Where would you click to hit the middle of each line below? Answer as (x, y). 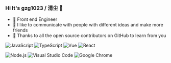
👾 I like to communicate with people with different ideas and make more (88, 25)
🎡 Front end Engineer (35, 19)
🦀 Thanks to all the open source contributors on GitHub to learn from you (89, 36)
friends (20, 30)
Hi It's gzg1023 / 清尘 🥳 (34, 8)
